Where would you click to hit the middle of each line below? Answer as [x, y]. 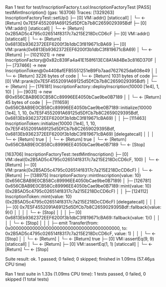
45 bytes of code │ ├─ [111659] [37, 102]
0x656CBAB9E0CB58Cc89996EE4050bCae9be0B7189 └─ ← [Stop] [75, 144]
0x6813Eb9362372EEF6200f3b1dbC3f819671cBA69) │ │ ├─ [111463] [76, 118]
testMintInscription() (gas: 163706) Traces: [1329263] [60, 12]
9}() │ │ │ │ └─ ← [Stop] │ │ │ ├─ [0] [43, 212]
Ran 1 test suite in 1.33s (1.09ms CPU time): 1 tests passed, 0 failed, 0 [76, 274]
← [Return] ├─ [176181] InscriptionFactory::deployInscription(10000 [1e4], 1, [82, 86]
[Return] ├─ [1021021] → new [35, 55]
